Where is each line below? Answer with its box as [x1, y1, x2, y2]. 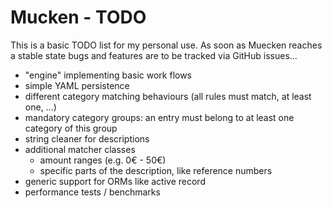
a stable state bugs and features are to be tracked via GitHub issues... [10, 49, 298, 61]
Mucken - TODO [10, 6, 147, 29]
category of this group [24, 122, 118, 134]
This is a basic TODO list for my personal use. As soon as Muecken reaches [10, 39, 323, 51]
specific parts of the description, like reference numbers [39, 164, 273, 176]
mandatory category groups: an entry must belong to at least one [24, 111, 295, 123]
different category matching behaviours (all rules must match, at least [24, 90, 312, 102]
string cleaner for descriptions [24, 132, 150, 145]
